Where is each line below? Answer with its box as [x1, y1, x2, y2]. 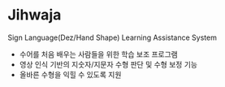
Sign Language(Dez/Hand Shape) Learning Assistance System [7, 33, 217, 42]
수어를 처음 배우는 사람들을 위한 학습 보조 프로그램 [19, 49, 178, 59]
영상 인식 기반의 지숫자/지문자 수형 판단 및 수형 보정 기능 [19, 59, 198, 69]
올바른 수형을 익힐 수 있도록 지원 [19, 69, 122, 79]
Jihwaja [7, 6, 62, 24]
